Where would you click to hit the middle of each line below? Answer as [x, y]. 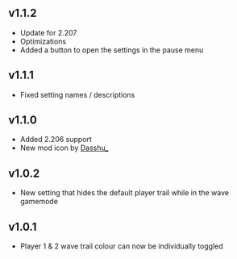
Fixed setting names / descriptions [77, 94]
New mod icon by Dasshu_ [64, 148]
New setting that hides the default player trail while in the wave [125, 193]
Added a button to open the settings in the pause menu [112, 50]
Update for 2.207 [48, 32]
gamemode [39, 202]
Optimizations [43, 41]
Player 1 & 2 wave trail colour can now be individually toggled [121, 246]
